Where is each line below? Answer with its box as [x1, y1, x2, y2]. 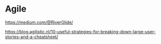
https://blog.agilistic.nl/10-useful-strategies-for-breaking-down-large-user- [5, 29, 156, 34]
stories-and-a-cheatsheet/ [5, 34, 58, 40]
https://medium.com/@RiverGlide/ [5, 19, 74, 25]
